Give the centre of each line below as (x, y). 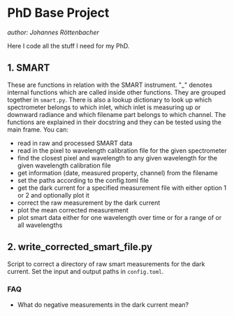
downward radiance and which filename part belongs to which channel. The (117, 114)
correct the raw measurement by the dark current (89, 202)
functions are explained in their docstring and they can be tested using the (115, 122)
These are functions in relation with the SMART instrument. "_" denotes (110, 85)
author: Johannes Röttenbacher (53, 32)
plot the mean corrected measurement (73, 210)
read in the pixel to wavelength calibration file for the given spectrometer (122, 150)
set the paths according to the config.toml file (83, 180)
